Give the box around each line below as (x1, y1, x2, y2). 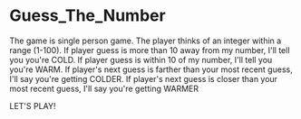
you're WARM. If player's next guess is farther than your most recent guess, (9, 64, 293, 75)
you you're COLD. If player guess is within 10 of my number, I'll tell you (9, 54, 273, 65)
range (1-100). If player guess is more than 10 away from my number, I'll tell (9, 44, 290, 55)
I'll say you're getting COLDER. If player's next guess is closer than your (9, 73, 278, 84)
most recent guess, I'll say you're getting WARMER (9, 83, 199, 94)
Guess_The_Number (9, 5, 166, 26)
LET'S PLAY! (9, 100, 56, 111)
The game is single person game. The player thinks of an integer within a (9, 35, 282, 46)
